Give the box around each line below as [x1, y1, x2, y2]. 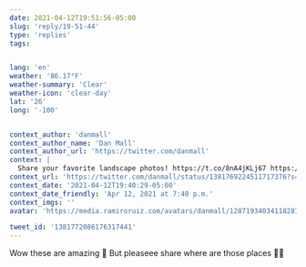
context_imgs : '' [9, 198, 76, 207]
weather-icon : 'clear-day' [9, 88, 112, 98]
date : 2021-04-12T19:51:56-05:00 [9, 13, 137, 23]
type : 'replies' [9, 30, 71, 39]
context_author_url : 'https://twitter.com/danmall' [9, 147, 209, 156]
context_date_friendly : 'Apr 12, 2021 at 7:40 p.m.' [9, 189, 214, 199]
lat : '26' [9, 97, 47, 106]
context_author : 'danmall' [9, 129, 112, 139]
